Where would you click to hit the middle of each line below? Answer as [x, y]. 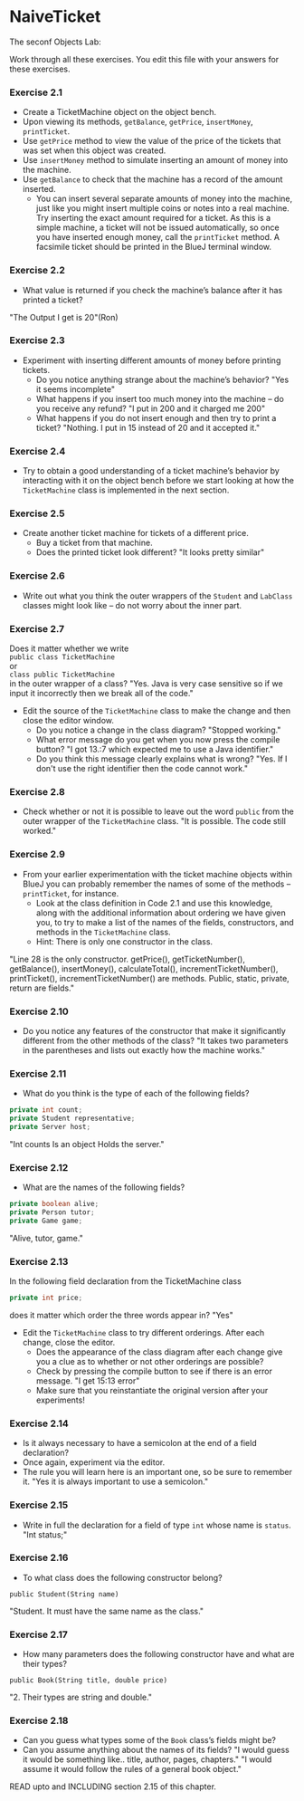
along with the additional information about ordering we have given [161, 913]
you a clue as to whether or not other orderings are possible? [150, 1361]
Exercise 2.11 [38, 1073]
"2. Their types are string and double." [81, 1697]
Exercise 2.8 [37, 791]
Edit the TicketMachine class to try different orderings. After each [143, 1332]
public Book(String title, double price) [89, 1681]
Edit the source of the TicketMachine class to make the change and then [157, 711]
